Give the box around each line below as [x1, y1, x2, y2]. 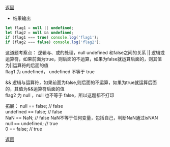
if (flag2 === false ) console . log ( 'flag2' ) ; [5, 40, 101, 45]
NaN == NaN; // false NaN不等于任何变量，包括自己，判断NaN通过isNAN [5, 114, 158, 121]
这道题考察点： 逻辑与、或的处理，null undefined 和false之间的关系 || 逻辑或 [5, 49, 165, 55]
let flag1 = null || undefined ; [5, 25, 74, 31]
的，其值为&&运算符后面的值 [5, 85, 65, 92]
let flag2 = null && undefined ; [5, 30, 74, 35]
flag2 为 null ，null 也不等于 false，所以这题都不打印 [5, 92, 115, 98]
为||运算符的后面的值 [5, 62, 49, 68]
